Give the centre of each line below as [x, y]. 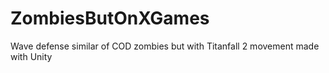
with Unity [31, 56]
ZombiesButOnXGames [110, 18]
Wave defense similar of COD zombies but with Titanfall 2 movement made [165, 46]
